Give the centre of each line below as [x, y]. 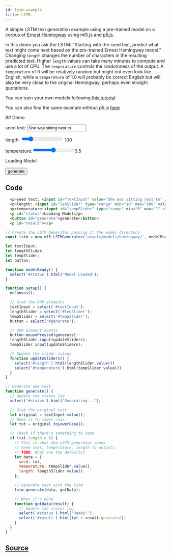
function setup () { [26, 288]
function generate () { [29, 392]
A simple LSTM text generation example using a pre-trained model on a [80, 29]
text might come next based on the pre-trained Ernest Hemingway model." [83, 50]
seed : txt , [30, 462]
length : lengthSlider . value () [51, 471]
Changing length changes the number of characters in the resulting [76, 55]
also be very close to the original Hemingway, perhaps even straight [77, 82]
